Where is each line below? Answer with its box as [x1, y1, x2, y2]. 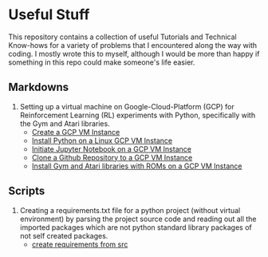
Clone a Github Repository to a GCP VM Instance [31, 152, 193, 162]
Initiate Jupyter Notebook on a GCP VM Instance [31, 144, 191, 153]
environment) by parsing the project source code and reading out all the [19, 214, 257, 223]
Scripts [8, 184, 45, 198]
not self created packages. [19, 231, 108, 240]
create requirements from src [31, 239, 128, 249]
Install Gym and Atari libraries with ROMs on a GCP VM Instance [31, 161, 242, 171]
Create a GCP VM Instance [31, 127, 120, 136]
